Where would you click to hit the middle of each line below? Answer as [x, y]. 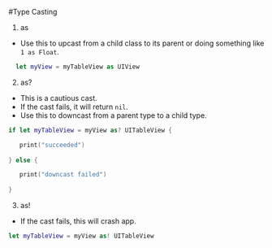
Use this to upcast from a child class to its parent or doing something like [142, 43]
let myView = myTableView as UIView [78, 67]
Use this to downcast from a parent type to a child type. [113, 115]
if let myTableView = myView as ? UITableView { [91, 130]
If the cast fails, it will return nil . [74, 107]
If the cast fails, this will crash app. [78, 221]
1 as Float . [39, 52]
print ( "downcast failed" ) [63, 175]
